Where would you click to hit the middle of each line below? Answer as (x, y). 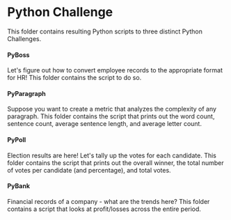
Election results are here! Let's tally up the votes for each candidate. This (112, 155)
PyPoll (17, 139)
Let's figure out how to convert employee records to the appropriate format (115, 70)
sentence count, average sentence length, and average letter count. (104, 124)
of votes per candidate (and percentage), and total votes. (89, 170)
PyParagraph (27, 93)
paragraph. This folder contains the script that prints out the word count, (111, 116)
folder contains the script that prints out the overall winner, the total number (115, 163)
